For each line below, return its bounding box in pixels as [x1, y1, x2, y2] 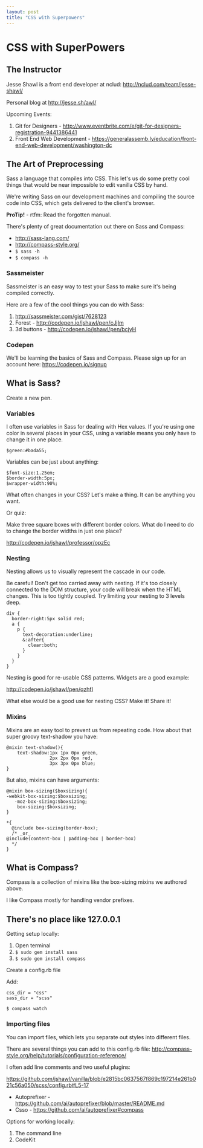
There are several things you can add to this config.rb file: [6, 1045, 151, 1052]
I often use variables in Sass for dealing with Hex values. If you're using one [6, 423, 195, 430]
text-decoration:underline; [22, 632, 94, 638]
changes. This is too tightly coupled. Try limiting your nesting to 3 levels [6, 592, 185, 600]
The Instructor [6, 65, 62, 75]
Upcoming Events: [6, 110, 53, 118]
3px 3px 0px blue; [49, 760, 96, 767]
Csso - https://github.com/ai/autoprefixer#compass [14, 1106, 144, 1113]
